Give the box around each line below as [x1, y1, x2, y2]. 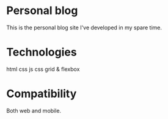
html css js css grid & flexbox [6, 65, 80, 73]
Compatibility [6, 87, 77, 101]
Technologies [6, 45, 78, 59]
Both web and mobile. [6, 107, 62, 114]
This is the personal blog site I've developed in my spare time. [6, 24, 163, 31]
